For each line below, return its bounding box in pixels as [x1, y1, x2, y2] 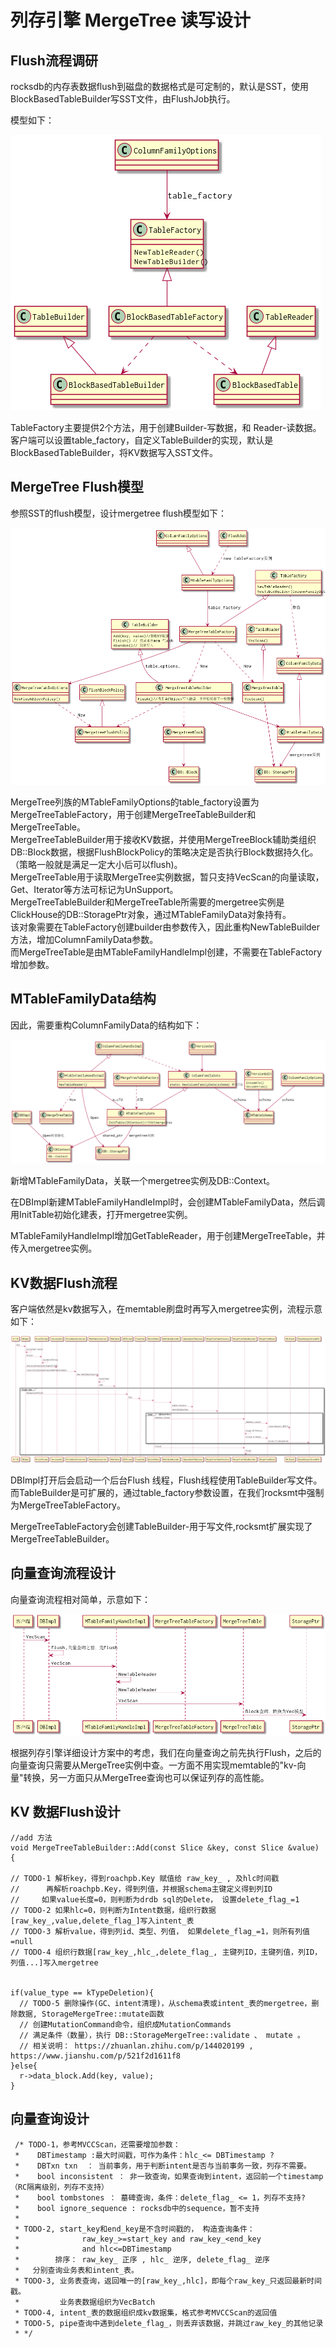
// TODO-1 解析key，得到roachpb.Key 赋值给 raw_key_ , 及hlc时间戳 [10, 1873, 280, 1883]
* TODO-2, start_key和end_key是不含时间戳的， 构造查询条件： [14, 2224, 255, 2234]
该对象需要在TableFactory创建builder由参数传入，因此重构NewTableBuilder [10, 921, 321, 933]
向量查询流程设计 [10, 1565, 116, 1582]
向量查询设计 [10, 2111, 90, 2128]
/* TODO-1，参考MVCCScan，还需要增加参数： [14, 2139, 181, 2150]
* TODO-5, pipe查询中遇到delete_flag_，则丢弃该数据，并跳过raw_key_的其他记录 [14, 2318, 324, 2328]
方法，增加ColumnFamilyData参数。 [10, 934, 159, 946]
